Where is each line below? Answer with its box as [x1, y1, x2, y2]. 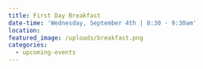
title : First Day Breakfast [8, 11, 101, 20]
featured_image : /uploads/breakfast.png [8, 33, 144, 42]
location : [8, 26, 41, 34]
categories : [8, 41, 48, 49]
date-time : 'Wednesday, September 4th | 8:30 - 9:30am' [8, 19, 197, 27]
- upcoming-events [15, 48, 77, 56]
